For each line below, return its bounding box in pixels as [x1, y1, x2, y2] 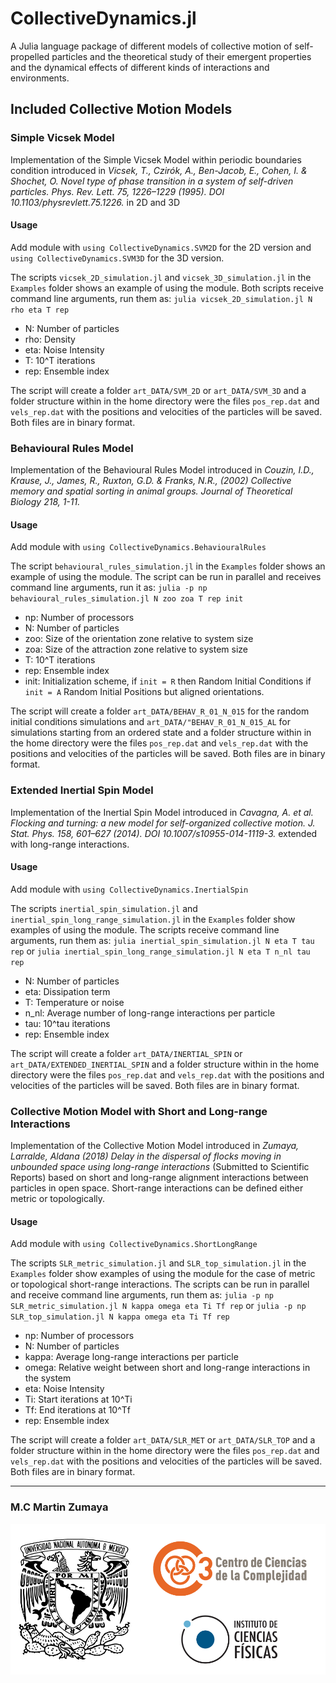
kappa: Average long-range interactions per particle [24, 1351, 239, 1363]
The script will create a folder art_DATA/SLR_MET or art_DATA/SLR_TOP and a [10, 1434, 316, 1446]
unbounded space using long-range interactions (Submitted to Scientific [10, 1161, 310, 1173]
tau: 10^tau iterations [24, 1017, 111, 1029]
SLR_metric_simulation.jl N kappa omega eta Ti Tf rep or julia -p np [10, 1300, 307, 1312]
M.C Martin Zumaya [10, 1500, 109, 1514]
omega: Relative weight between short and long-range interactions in [24, 1362, 311, 1374]
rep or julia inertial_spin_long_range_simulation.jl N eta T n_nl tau [10, 945, 311, 957]
